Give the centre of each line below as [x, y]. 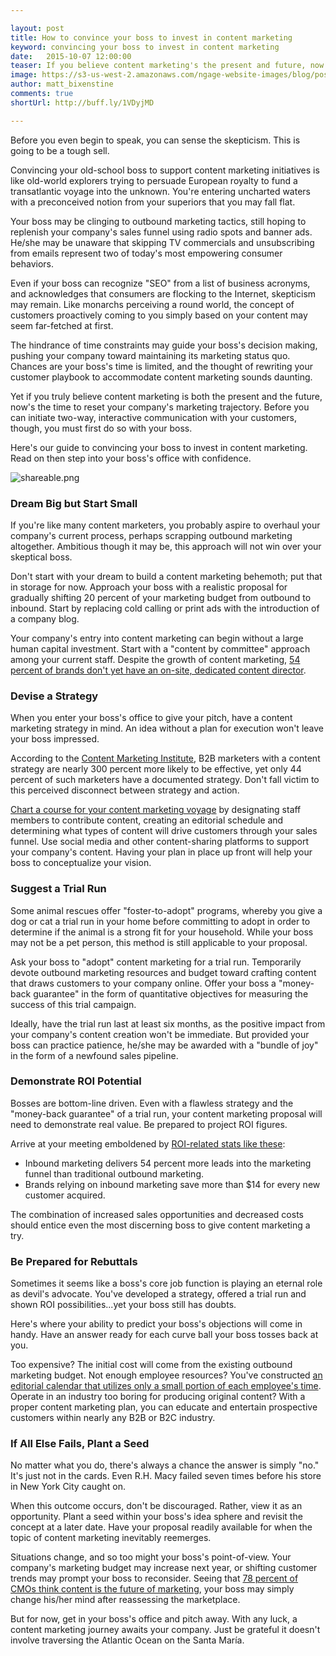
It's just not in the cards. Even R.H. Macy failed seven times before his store [166, 1476]
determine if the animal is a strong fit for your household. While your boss [162, 932]
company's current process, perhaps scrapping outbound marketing [151, 535]
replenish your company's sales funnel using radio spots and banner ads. [161, 232]
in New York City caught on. [68, 1487]
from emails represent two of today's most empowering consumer [146, 253]
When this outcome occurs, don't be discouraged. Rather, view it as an [156, 1506]
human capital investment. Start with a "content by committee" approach [160, 648]
